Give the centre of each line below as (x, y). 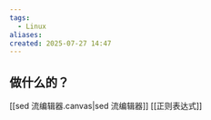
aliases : (26, 35)
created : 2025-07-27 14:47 (60, 43)
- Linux (32, 26)
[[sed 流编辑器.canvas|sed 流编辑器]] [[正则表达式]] (106, 106)
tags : (20, 18)
